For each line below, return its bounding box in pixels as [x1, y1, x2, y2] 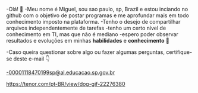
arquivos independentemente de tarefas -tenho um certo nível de [6, 24, 166, 31]
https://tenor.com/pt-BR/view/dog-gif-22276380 [6, 81, 125, 87]
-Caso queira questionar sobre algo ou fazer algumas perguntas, [6, 49, 165, 56]
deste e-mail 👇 [13, 55, 50, 62]
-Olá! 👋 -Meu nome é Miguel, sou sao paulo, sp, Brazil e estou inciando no [6, 6, 188, 12]
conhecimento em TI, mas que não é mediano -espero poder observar [6, 31, 178, 38]
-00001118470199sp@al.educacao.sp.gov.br [6, 69, 115, 76]
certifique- [166, 49, 192, 56]
